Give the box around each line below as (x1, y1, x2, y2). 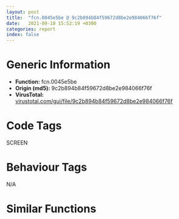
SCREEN (6, 139, 28, 146)
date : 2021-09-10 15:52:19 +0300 (6, 20, 97, 26)
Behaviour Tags (6, 160, 87, 174)
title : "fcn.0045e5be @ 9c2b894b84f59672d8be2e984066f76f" (6, 15, 163, 21)
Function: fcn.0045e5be (15, 78, 77, 85)
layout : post (6, 9, 40, 15)
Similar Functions (6, 202, 96, 216)
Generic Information (6, 58, 111, 72)
